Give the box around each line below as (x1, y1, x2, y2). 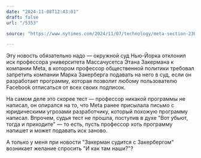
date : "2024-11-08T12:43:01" (6, 8, 79, 15)
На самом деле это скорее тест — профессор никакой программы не (6, 95, 185, 103)
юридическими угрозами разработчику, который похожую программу (6, 108, 188, 115)
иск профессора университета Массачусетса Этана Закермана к (6, 58, 174, 66)
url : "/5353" (6, 20, 39, 26)
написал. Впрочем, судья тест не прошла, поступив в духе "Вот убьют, (6, 114, 188, 122)
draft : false (6, 14, 39, 20)
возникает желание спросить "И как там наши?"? (6, 145, 133, 152)
